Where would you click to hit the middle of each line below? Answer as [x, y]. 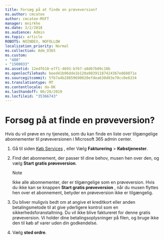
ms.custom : [16, 55]
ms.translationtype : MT [29, 82]
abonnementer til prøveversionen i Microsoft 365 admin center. [69, 139]
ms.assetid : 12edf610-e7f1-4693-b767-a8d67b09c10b [58, 69]
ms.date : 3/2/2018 [24, 28]
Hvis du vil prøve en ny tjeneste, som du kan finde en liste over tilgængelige [82, 134]
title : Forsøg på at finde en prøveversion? [51, 10]
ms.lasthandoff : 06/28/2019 [34, 92]
